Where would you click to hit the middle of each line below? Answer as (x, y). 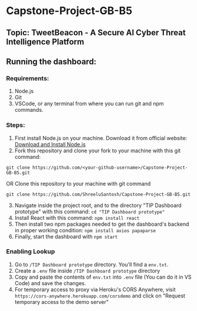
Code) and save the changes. (50, 283)
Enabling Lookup (31, 252)
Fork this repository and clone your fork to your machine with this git (98, 151)
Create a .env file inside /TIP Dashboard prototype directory (87, 270)
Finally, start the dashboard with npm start (66, 236)
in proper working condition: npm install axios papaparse (85, 230)
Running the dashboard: (51, 61)
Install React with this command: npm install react (77, 218)
